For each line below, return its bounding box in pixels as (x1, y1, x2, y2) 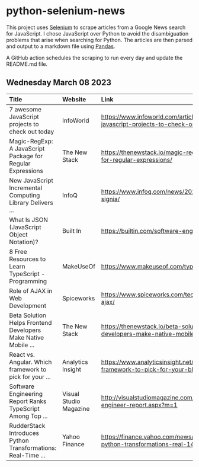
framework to (9, 365, 47, 373)
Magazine (62, 404, 90, 412)
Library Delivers (9, 199, 53, 207)
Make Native (9, 333, 44, 341)
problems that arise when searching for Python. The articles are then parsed (6, 36, 192, 43)
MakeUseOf (62, 262, 96, 270)
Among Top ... (9, 412, 48, 420)
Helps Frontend (9, 318, 52, 327)
